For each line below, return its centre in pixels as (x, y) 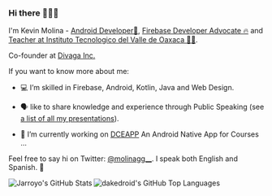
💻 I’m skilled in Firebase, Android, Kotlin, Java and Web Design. (127, 88)
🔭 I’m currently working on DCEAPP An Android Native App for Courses (140, 134)
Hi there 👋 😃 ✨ (34, 13)
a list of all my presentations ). (69, 119)
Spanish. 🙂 (26, 168)
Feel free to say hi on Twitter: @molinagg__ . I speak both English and (123, 159)
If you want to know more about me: (69, 72)
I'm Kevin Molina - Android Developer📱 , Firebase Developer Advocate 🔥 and (136, 31)
